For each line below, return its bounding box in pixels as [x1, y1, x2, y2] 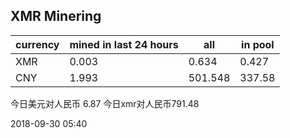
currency [15, 37, 60, 51]
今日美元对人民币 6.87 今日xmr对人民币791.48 [10, 97, 200, 109]
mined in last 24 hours [69, 37, 179, 51]
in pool [241, 37, 275, 51]
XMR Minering [10, 8, 102, 25]
